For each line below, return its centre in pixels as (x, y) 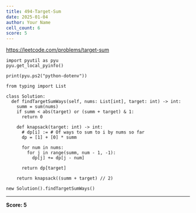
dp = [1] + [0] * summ (49, 138)
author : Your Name (28, 22)
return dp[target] (44, 168)
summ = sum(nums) (38, 107)
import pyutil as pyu (32, 61)
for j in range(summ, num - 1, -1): (71, 153)
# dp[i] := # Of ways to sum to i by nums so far (83, 132)
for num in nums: (43, 148)
